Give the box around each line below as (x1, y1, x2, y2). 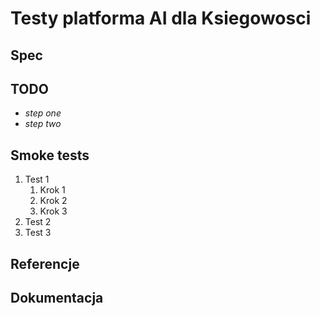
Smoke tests (10, 147, 90, 164)
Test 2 (24, 216, 52, 228)
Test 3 (24, 227, 52, 239)
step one (24, 107, 62, 119)
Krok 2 (39, 195, 68, 207)
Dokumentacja (10, 289, 104, 306)
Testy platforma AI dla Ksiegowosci (10, 7, 312, 30)
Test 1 (24, 173, 50, 186)
